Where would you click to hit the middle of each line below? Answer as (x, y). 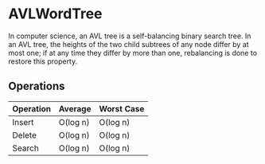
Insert (23, 122)
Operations (37, 86)
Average (75, 108)
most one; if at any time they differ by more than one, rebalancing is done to (132, 53)
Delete (25, 135)
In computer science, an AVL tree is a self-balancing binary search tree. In (130, 36)
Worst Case (122, 108)
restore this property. (43, 61)
